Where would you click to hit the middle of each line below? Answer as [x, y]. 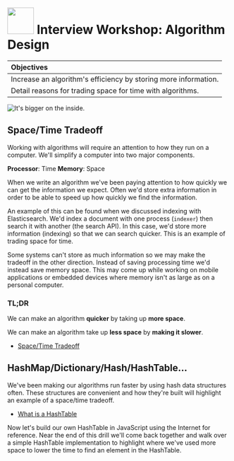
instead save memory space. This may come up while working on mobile [113, 269]
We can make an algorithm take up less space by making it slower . [105, 332]
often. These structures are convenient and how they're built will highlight [114, 392]
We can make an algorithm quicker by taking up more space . [96, 319]
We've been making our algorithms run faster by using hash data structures [117, 385]
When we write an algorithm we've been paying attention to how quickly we [117, 182]
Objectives [29, 67]
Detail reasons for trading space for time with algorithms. [105, 91]
